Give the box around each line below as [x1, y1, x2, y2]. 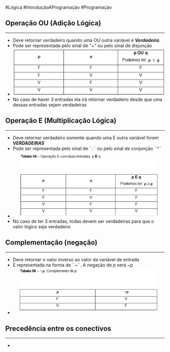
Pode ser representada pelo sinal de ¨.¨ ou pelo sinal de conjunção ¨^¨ [12, 145, 162, 151]
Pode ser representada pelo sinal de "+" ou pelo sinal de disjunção [12, 43, 152, 49]
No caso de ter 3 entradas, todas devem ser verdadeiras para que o [12, 218, 154, 224]
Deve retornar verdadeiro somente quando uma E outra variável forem [12, 134, 159, 141]
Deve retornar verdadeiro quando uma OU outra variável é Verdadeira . [12, 37, 161, 43]
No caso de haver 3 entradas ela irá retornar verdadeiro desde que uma [12, 96, 163, 102]
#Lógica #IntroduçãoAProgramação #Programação [5, 5, 112, 10]
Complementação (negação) [5, 238, 98, 247]
